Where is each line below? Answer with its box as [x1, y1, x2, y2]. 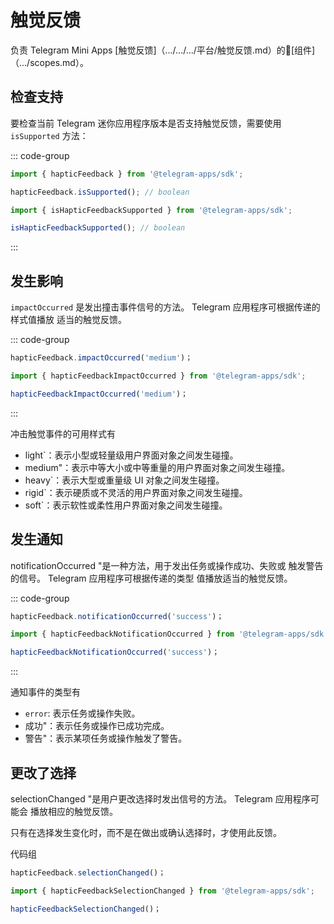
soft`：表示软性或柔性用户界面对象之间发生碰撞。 [24, 499, 228, 511]
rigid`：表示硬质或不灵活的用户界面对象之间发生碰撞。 [24, 486, 248, 498]
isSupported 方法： [10, 129, 89, 141]
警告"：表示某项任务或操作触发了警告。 [24, 732, 188, 745]
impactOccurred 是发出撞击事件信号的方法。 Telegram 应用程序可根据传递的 [10, 301, 321, 313]
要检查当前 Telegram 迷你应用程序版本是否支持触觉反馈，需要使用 [10, 117, 282, 129]
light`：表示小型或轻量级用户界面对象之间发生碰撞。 [24, 449, 239, 461]
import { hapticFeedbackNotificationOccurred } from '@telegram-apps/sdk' [10, 629, 329, 640]
